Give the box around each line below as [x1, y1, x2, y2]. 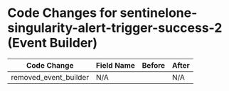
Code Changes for [7, 5, 117, 21]
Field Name [95, 60, 135, 70]
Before [142, 60, 166, 70]
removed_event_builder [11, 72, 90, 82]
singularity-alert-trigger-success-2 [7, 20, 223, 36]
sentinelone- [119, 5, 198, 21]
